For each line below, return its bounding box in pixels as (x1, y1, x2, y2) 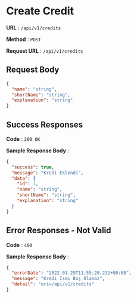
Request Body (6, 65, 60, 75)
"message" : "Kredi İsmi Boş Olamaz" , (11, 276, 105, 282)
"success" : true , (11, 164, 55, 170)
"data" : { (11, 175, 36, 181)
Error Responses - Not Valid (6, 225, 111, 236)
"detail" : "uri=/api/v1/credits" (11, 281, 95, 287)
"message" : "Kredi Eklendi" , (11, 170, 84, 176)
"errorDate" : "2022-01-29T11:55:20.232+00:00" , (11, 270, 132, 276)
